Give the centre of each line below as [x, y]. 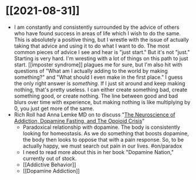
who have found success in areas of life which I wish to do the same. [97, 33]
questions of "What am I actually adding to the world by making [91, 71]
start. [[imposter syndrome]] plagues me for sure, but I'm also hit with [98, 64]
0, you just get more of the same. [54, 108]
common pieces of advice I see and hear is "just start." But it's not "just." [102, 52]
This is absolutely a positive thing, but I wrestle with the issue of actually [101, 39]
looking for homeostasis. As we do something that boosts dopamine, [106, 133]
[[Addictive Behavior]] [50, 164]
